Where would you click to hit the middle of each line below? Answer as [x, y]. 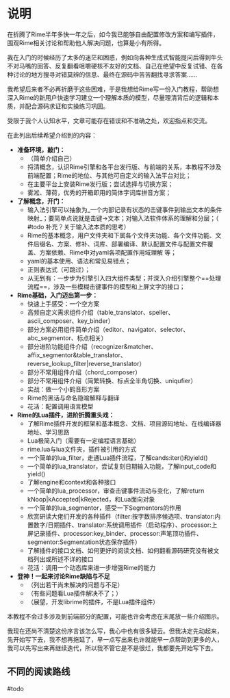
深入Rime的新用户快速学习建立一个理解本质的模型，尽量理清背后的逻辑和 [110, 97]
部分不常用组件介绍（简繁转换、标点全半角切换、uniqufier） [112, 380]
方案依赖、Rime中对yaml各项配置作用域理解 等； [108, 252]
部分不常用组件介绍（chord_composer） [84, 372]
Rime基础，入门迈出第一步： [57, 295]
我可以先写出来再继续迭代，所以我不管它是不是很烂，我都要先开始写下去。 [112, 648]
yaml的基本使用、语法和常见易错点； [79, 261]
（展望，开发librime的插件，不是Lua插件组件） [93, 602]
